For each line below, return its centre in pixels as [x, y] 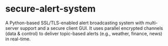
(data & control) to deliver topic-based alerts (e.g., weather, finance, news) [84, 33]
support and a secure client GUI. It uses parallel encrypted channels [92, 28]
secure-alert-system [51, 9]
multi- [152, 23]
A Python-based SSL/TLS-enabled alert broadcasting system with [75, 23]
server [12, 28]
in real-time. [18, 39]
